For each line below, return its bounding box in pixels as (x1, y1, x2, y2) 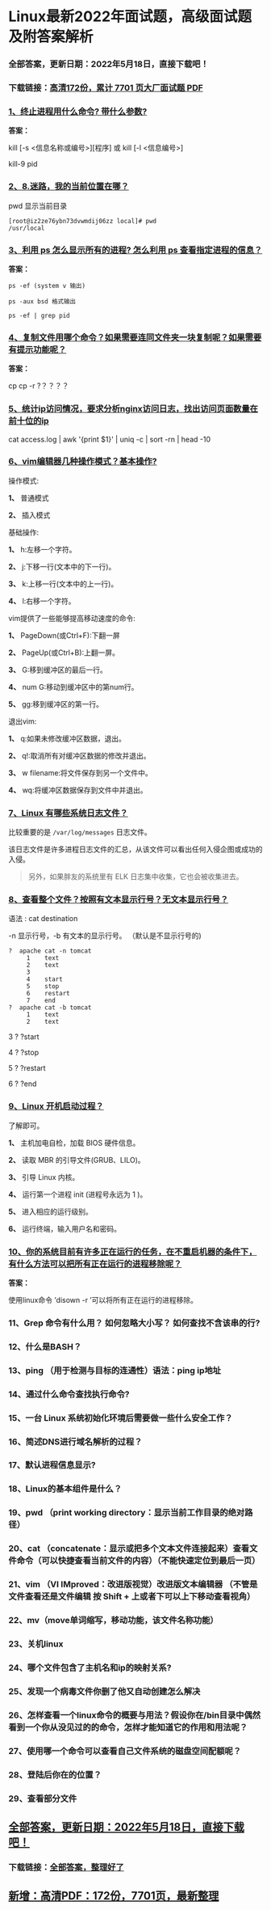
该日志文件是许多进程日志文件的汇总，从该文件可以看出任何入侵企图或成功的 (8, 844, 263, 854)
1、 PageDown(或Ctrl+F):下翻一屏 (8, 630, 120, 640)
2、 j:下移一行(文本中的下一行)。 (8, 561, 116, 571)
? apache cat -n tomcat (8, 947, 92, 955)
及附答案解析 (8, 27, 94, 46)
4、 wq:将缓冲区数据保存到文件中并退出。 (8, 785, 148, 795)
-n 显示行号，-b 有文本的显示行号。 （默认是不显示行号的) (8, 931, 202, 940)
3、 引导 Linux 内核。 (8, 1172, 80, 1181)
